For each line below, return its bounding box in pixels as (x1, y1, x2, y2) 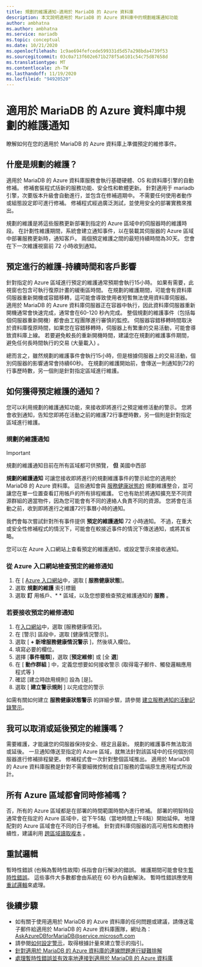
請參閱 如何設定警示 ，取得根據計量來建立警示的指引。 (14, 939, 147, 946)
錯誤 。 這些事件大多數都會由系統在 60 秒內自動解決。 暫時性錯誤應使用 (16, 873, 193, 881)
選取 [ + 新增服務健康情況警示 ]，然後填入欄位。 (14, 638, 134, 645)
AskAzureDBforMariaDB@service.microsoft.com (14, 932, 135, 939)
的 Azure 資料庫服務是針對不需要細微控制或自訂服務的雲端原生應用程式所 (6, 763, 188, 770)
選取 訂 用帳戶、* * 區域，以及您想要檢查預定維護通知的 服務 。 (14, 592, 172, 599)
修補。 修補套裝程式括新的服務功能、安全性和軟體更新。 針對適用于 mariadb (6, 184, 194, 191)
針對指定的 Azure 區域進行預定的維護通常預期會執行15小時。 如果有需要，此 (6, 279, 194, 286)
